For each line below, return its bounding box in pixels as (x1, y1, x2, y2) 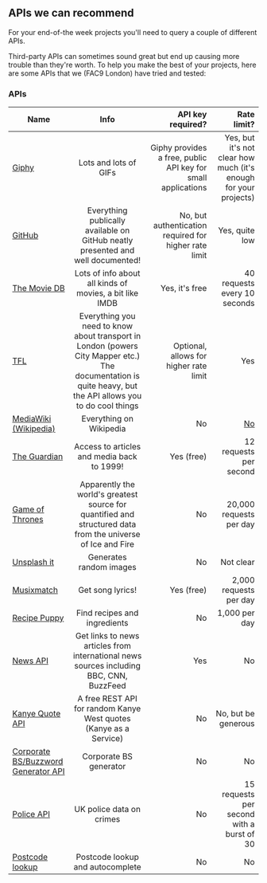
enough (226, 172, 255, 183)
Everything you (79, 311, 136, 322)
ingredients (86, 618, 129, 629)
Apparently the (79, 479, 135, 490)
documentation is (75, 371, 141, 382)
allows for (170, 351, 207, 362)
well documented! (74, 255, 141, 266)
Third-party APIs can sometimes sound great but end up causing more (8, 51, 240, 61)
